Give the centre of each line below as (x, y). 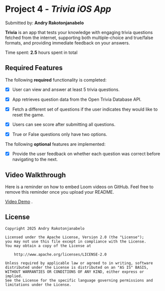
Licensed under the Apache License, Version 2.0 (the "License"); (75, 237)
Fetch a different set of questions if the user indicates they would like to (85, 109)
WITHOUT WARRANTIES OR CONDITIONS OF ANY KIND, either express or (75, 272)
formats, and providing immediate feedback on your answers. (67, 42)
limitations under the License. (38, 285)
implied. (14, 276)
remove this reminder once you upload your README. (60, 192)
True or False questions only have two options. (60, 134)
